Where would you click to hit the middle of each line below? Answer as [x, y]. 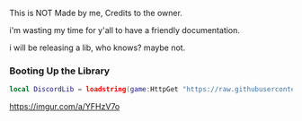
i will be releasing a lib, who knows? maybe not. [98, 48]
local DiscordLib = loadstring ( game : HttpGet [94, 90]
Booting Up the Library [60, 71]
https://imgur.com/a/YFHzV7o [65, 107]
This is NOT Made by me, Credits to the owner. [96, 13]
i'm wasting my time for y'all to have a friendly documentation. [125, 30]
